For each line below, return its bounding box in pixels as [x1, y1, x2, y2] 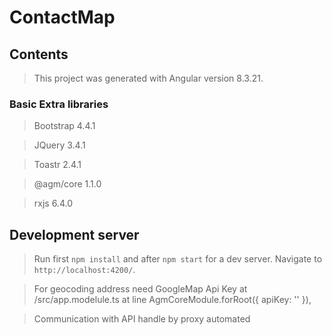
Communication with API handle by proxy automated [33, 313, 251, 325]
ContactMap [9, 6, 116, 29]
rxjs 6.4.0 [33, 197, 73, 210]
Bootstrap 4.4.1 [33, 120, 96, 132]
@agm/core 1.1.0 [33, 178, 102, 190]
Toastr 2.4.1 [33, 159, 82, 171]
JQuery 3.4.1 [33, 139, 86, 151]
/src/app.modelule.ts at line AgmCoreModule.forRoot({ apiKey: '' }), [33, 294, 312, 306]
